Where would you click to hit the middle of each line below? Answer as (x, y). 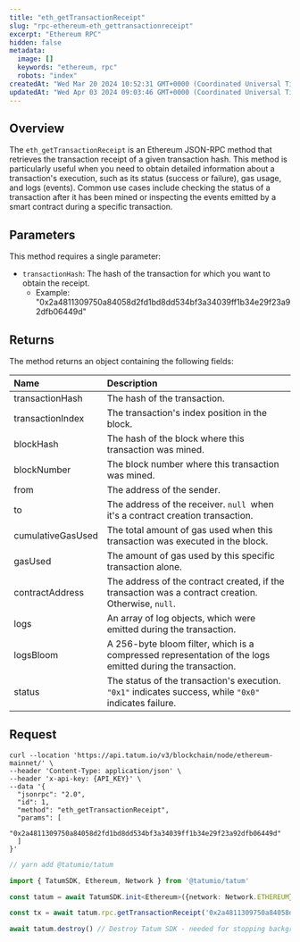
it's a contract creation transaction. (180, 515)
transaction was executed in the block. (187, 541)
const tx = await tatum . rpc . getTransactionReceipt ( (107, 913)
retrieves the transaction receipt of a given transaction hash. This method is (148, 159)
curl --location (39, 755)
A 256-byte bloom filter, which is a (180, 644)
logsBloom (36, 654)
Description (132, 383)
